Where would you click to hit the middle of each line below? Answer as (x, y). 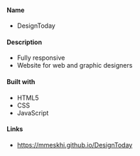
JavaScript (33, 113)
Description (25, 42)
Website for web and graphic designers (75, 66)
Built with (21, 82)
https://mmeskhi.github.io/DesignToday (75, 145)
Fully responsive (41, 58)
